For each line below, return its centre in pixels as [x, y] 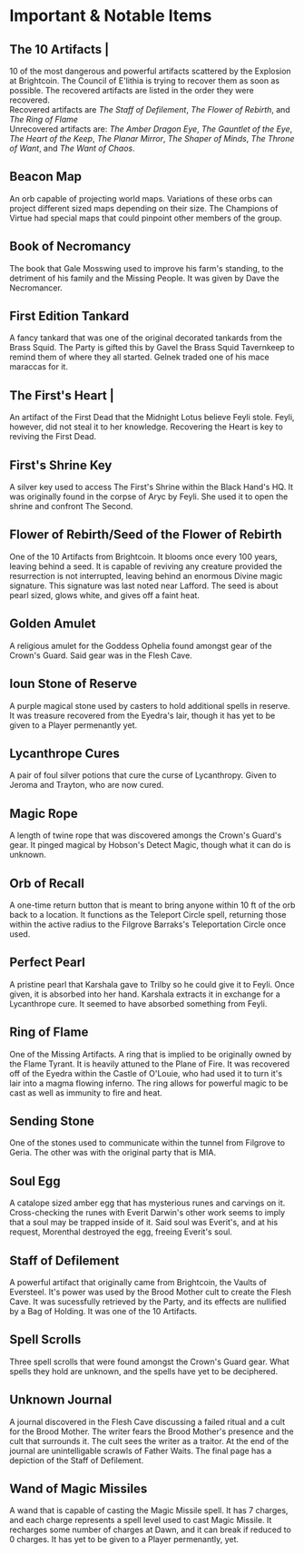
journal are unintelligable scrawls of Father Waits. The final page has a [141, 1451]
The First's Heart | [62, 395]
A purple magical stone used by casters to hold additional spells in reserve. [150, 705]
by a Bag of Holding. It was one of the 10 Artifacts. [103, 1311]
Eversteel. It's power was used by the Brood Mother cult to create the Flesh [151, 1292]
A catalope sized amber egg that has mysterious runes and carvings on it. [147, 1203]
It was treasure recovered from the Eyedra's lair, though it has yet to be [142, 715]
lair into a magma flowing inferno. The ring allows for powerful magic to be [149, 1083]
